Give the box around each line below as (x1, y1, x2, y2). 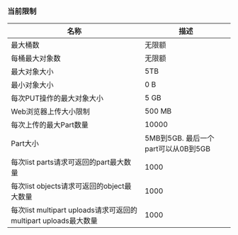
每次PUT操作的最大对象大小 (11, 94, 104, 104)
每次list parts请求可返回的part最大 (11, 158, 124, 168)
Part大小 (11, 138, 39, 148)
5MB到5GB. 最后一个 (144, 133, 215, 143)
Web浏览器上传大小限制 (11, 106, 91, 116)
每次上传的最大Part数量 (11, 120, 89, 130)
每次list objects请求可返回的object (11, 181, 125, 191)
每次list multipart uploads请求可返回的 (11, 205, 138, 215)
